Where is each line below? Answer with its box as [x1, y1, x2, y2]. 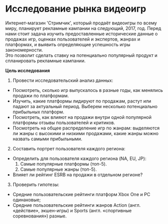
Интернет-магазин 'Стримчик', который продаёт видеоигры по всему [5, 20, 157, 26]
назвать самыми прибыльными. [12, 136, 83, 142]
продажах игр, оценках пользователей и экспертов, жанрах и [5, 36, 141, 42]
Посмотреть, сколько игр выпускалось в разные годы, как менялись [12, 87, 163, 93]
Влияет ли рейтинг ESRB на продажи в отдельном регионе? [12, 171, 143, 178]
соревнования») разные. [12, 213, 67, 219]
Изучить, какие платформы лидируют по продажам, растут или [12, 98, 151, 104]
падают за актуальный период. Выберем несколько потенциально [12, 103, 158, 109]
